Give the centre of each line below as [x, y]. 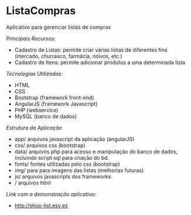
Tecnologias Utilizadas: [35, 73]
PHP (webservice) [36, 110]
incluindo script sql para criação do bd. [62, 157]
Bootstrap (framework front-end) [54, 98]
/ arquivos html [33, 183]
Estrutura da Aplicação [34, 127]
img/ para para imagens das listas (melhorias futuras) [79, 170]
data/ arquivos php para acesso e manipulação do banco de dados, [96, 152]
